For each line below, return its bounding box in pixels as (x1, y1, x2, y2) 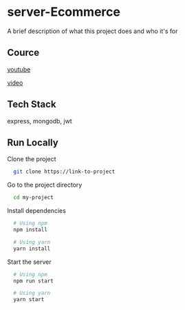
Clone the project (7, 155, 56, 163)
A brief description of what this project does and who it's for (7, 27, 178, 35)
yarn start (13, 296, 45, 303)
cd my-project (13, 194, 54, 201)
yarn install (13, 245, 51, 252)
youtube (7, 65, 31, 73)
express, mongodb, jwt (7, 116, 72, 125)
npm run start (13, 277, 54, 285)
